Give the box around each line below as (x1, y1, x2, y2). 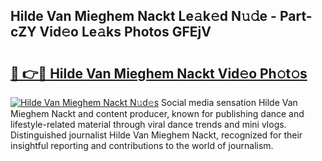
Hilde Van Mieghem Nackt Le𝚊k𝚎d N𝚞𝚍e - (10, 8, 277, 25)
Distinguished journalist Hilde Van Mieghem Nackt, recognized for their (10, 129, 303, 141)
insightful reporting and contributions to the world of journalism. (10, 140, 274, 151)
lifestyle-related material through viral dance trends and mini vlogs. (10, 119, 287, 130)
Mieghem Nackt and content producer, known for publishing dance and (10, 108, 305, 119)
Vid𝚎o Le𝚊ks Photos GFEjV (39, 24, 212, 41)
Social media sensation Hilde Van (161, 97, 298, 108)
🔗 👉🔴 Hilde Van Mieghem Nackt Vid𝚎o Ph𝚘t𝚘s (10, 65, 308, 82)
